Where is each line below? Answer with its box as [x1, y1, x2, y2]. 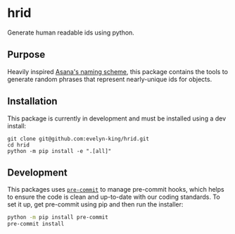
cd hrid [7, 141, 30, 149]
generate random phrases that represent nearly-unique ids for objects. [7, 75, 212, 83]
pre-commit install [7, 221, 65, 228]
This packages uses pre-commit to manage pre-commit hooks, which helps [7, 185, 224, 194]
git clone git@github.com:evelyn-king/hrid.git [7, 135, 150, 142]
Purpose [7, 49, 46, 61]
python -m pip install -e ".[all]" [7, 147, 112, 154]
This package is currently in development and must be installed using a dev [7, 114, 227, 123]
